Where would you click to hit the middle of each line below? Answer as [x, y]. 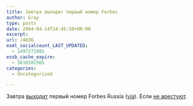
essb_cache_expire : [31, 57]
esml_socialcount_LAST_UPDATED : [47, 46]
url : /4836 [20, 40]
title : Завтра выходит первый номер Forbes [62, 12]
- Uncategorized [32, 74]
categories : [21, 68]
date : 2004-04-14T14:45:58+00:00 [49, 29]
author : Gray [23, 18]
